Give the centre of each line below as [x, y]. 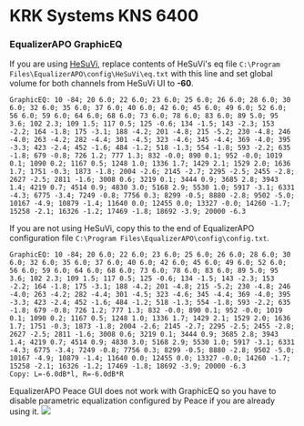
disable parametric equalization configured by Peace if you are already [142, 401]
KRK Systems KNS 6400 [104, 16]
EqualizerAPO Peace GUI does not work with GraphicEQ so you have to [143, 391]
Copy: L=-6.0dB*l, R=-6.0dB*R [67, 374]
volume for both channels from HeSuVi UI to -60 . [101, 84]
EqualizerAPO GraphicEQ [66, 45]
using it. [24, 411]
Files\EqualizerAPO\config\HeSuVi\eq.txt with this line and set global [141, 74]
